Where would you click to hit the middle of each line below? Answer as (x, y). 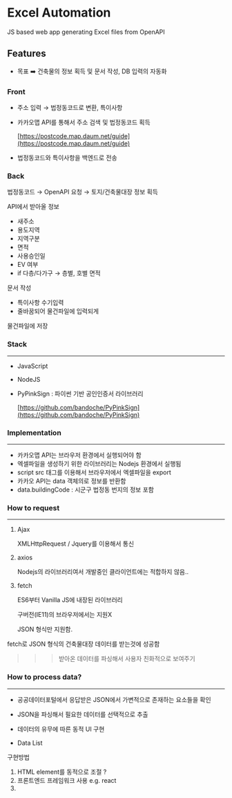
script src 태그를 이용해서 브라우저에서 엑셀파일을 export (94, 472)
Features (27, 54)
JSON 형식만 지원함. (45, 629)
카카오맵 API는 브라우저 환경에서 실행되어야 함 (79, 455)
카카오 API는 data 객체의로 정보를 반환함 (71, 481)
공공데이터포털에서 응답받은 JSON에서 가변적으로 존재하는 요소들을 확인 (114, 699)
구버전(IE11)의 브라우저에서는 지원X (65, 615)
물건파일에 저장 (28, 326)
